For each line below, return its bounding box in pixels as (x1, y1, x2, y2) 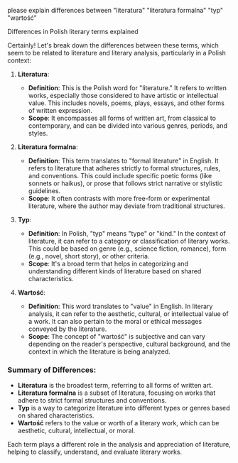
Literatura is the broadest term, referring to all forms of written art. (17, 381, 213, 390)
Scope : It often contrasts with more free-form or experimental (28, 195, 210, 202)
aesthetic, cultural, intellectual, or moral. (17, 426, 136, 435)
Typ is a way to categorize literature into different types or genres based (17, 404, 230, 413)
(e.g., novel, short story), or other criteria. (28, 252, 150, 260)
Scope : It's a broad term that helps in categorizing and (28, 259, 188, 268)
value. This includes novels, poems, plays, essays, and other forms (28, 99, 225, 107)
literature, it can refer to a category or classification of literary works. (28, 237, 230, 245)
